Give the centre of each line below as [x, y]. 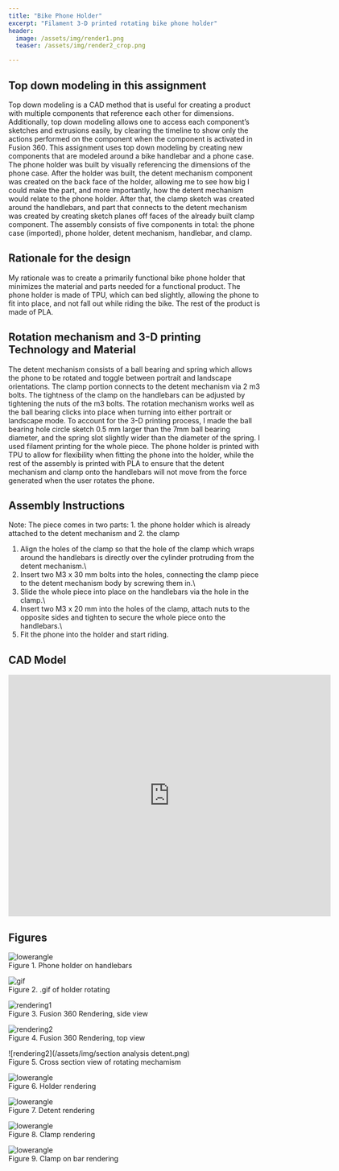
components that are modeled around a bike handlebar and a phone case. [131, 156]
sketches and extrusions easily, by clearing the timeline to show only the [128, 130]
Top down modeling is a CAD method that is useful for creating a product [130, 105]
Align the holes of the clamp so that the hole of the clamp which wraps [137, 549]
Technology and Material [72, 350]
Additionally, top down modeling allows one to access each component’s [129, 122]
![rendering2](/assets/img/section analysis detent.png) [99, 1053]
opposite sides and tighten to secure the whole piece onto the [123, 617]
